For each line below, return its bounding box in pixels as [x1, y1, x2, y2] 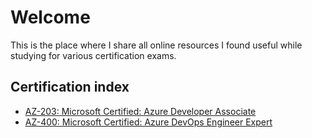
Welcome [10, 6, 91, 29]
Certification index [10, 79, 130, 96]
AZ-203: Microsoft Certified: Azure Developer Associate [24, 105, 257, 117]
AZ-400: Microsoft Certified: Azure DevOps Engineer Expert [24, 116, 273, 128]
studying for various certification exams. [10, 49, 177, 61]
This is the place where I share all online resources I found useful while [10, 39, 303, 51]
